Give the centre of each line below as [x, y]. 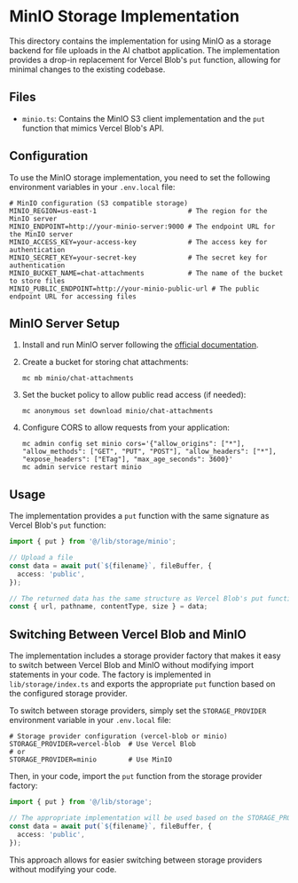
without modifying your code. [63, 869]
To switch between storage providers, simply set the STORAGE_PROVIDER [138, 711]
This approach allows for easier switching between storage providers [136, 860]
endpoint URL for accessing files [73, 296]
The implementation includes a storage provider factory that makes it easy [145, 656]
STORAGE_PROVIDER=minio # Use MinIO [91, 760]
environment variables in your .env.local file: [92, 187]
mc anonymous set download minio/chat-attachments [118, 411]
